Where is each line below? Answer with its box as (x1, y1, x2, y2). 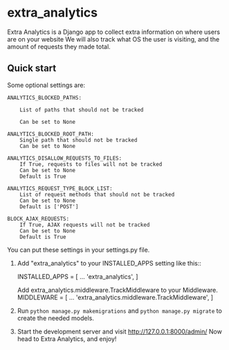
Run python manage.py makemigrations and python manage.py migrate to (17, 306, 223, 315)
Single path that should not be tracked (19, 136, 138, 143)
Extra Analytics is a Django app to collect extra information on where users (7, 28, 220, 36)
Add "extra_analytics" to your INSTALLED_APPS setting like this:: (17, 259, 202, 267)
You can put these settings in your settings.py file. (7, 246, 150, 254)
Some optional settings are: (7, 81, 85, 89)
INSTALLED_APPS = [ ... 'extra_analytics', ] (17, 272, 138, 281)
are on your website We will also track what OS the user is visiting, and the (7, 35, 220, 43)
